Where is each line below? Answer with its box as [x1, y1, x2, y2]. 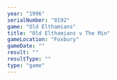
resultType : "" [7, 56, 52, 63]
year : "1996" [7, 10, 45, 17]
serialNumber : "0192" [7, 17, 70, 24]
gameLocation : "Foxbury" [7, 36, 79, 43]
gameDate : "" [7, 42, 45, 49]
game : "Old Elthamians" [7, 23, 77, 30]
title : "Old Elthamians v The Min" [7, 29, 111, 37]
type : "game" [7, 62, 45, 69]
